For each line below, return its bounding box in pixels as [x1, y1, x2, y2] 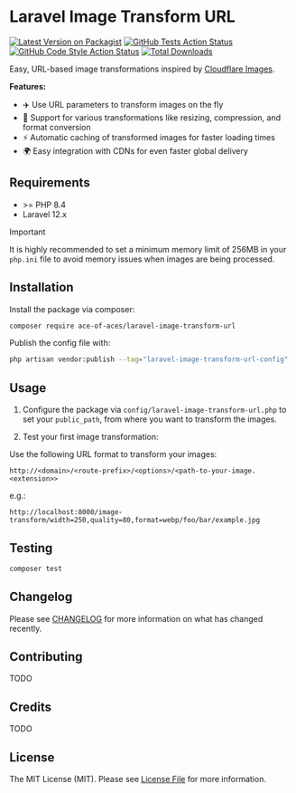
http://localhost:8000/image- [9, 508, 124, 517]
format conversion [22, 121, 92, 132]
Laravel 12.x [22, 208, 68, 219]
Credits [9, 699, 52, 714]
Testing [9, 540, 53, 556]
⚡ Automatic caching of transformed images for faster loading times [22, 131, 275, 142]
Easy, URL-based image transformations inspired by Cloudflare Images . [9, 63, 275, 74]
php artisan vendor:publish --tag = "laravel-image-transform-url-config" [9, 355, 289, 364]
